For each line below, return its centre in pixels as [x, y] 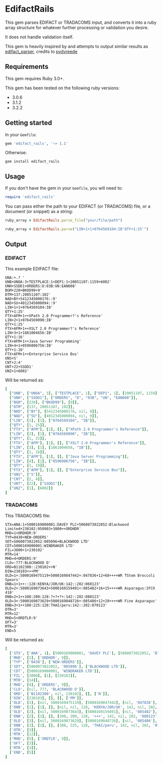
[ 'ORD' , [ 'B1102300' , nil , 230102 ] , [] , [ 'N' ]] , [59, 694]
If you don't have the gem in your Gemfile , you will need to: [64, 188]
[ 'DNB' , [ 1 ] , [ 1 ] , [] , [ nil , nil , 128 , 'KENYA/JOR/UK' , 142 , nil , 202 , [83, 707]
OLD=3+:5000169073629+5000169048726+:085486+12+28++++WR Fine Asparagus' [81, 601]
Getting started [29, 123]
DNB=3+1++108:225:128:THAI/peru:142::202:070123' [56, 605]
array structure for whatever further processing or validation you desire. [77, 27]
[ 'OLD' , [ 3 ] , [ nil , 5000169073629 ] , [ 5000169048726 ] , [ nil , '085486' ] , [83, 721]
